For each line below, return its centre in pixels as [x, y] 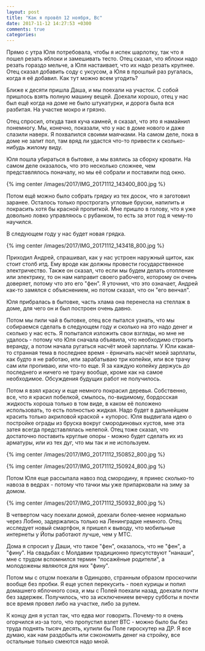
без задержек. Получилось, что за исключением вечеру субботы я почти [102, 597]
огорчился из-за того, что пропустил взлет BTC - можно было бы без [97, 622]
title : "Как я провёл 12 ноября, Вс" [54, 18]
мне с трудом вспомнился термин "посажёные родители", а [86, 559]
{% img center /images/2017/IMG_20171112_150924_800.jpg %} [86, 466]
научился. [19, 222]
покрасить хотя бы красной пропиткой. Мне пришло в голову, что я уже [101, 209]
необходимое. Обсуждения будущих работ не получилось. [84, 379]
